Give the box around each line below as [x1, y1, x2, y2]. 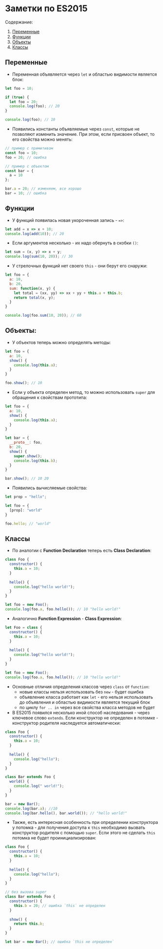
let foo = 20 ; [9, 99, 38, 104]
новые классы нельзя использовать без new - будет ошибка [19, 689, 144, 694]
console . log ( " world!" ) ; [14, 784, 64, 789]
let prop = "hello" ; [5, 495, 47, 499]
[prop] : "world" [9, 508, 42, 513]
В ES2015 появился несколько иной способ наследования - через [12, 710, 150, 715]
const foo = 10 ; [5, 150, 38, 155]
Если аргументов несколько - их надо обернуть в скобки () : [12, 240, 139, 246]
